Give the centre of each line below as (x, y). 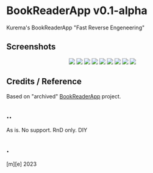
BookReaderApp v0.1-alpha (77, 11)
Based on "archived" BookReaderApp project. (64, 96)
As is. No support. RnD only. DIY (47, 130)
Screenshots (31, 47)
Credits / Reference (44, 82)
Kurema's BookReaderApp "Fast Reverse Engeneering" (76, 28)
